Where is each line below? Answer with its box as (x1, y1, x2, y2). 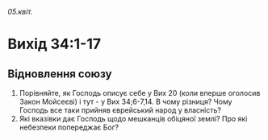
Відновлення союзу (7, 67, 112, 80)
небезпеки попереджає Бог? (19, 122, 119, 132)
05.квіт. (7, 7, 33, 16)
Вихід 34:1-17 (7, 35, 102, 53)
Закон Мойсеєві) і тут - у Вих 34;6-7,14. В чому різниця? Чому (19, 97, 232, 106)
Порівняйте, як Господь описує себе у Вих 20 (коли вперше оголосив (19, 89, 261, 97)
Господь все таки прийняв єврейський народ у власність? (19, 105, 221, 115)
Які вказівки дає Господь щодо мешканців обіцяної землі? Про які (19, 114, 248, 123)
